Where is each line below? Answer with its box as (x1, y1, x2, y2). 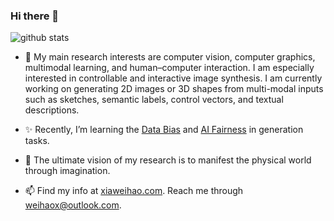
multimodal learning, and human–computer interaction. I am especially (24, 62, 315, 74)
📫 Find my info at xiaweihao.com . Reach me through (24, 185, 244, 197)
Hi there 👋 (10, 9, 60, 23)
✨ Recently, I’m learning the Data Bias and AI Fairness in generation (24, 124, 304, 136)
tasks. (24, 135, 50, 147)
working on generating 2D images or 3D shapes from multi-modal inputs (24, 83, 324, 95)
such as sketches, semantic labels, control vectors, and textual (24, 94, 284, 106)
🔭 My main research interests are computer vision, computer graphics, (24, 51, 316, 63)
